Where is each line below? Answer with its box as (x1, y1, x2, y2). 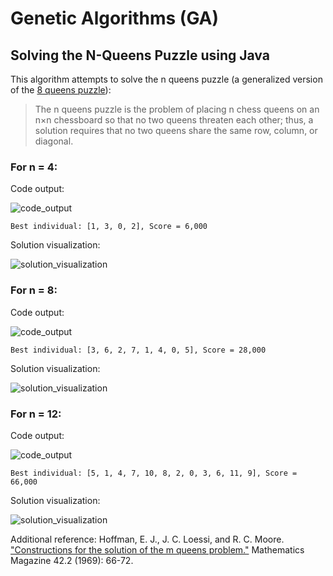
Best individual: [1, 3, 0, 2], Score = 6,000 (10, 222, 208, 232)
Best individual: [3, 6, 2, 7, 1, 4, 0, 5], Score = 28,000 (10, 345, 267, 355)
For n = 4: (10, 160, 58, 174)
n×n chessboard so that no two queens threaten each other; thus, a (34, 114, 314, 126)
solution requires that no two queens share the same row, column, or (34, 125, 318, 136)
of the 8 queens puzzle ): (10, 84, 112, 96)
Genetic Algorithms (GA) (10, 7, 219, 30)
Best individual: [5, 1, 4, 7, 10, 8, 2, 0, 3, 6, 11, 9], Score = (10, 468, 298, 478)
